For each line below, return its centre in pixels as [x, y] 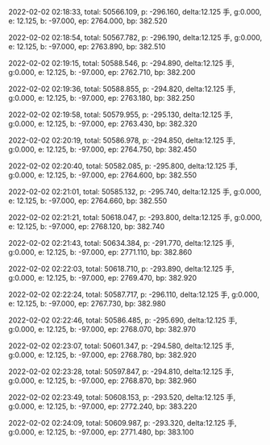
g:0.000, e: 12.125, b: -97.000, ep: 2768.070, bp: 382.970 [102, 329]
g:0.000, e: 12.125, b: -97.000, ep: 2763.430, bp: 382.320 [103, 124]
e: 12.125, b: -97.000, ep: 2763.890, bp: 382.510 [87, 46]
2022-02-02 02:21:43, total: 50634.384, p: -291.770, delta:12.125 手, [122, 243]
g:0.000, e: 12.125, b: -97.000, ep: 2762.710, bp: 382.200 [102, 72]
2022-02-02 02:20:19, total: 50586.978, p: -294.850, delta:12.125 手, [122, 140]
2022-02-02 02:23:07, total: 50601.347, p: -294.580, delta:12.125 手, [121, 346]
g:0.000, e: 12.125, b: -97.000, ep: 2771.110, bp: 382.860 [100, 252]
